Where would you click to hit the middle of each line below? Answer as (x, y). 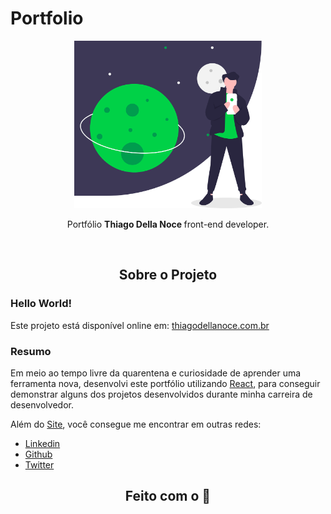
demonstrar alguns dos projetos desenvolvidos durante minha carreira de (161, 394)
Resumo (31, 351)
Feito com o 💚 (168, 496)
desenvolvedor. (42, 404)
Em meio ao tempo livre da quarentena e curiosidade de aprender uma (156, 373)
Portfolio (47, 18)
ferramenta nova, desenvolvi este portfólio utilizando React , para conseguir (165, 383)
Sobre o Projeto (168, 275)
